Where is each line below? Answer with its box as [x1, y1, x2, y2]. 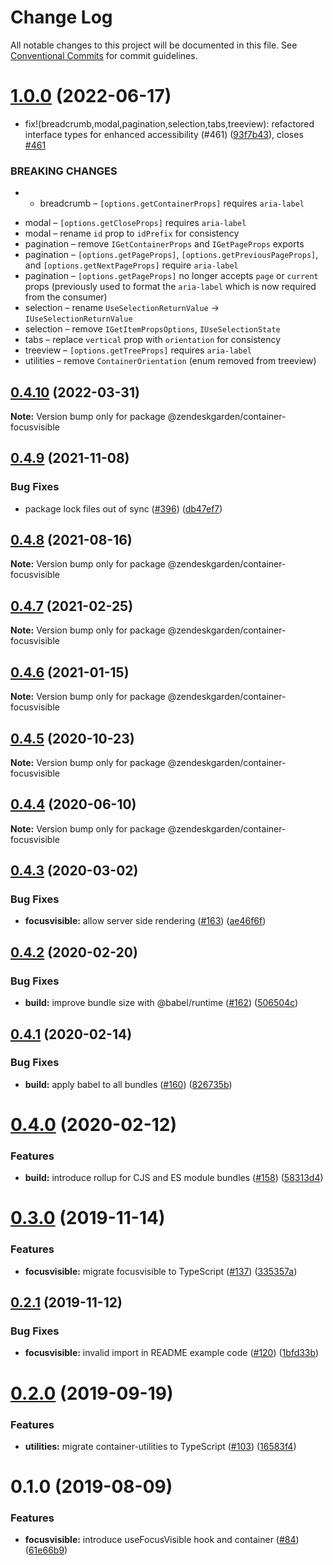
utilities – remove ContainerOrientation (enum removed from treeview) [24, 355, 317, 367]
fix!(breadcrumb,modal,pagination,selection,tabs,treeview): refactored [24, 117, 315, 130]
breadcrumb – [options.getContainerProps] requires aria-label [39, 197, 305, 210]
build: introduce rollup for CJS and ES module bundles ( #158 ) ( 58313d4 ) [24, 1172, 324, 1184]
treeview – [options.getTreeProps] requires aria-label [24, 344, 252, 356]
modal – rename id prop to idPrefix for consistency [24, 227, 240, 240]
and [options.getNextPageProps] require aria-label [24, 259, 239, 271]
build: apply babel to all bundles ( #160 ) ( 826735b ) [24, 1078, 233, 1090]
